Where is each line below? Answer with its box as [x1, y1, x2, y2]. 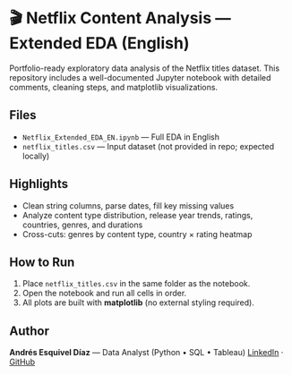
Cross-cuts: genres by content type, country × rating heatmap [21, 228, 253, 239]
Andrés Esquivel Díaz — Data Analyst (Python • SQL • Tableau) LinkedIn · [9, 347, 284, 358]
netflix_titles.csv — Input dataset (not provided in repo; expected [21, 141, 275, 151]
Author [9, 323, 49, 338]
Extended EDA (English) [9, 33, 190, 54]
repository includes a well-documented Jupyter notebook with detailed [9, 72, 271, 82]
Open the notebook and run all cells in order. [21, 288, 187, 299]
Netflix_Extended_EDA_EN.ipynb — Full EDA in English [21, 132, 220, 142]
